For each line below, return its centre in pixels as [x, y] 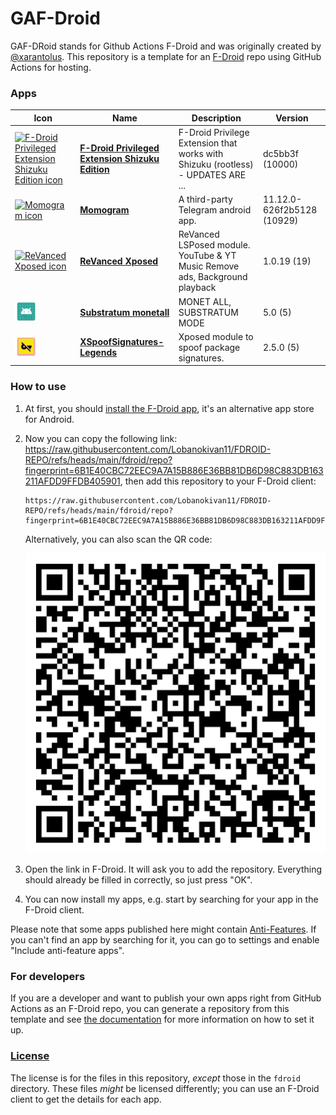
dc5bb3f [281, 153]
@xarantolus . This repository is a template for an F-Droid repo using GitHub [166, 56]
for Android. [49, 419]
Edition [94, 169]
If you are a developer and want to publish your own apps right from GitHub [166, 998]
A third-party [205, 199]
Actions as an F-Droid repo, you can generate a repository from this [150, 1009]
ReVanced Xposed [119, 261]
